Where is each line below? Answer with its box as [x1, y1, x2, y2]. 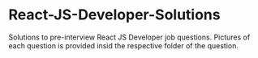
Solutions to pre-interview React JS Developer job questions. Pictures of [8, 32, 251, 42]
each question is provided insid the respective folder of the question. [8, 40, 239, 50]
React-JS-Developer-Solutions [8, 6, 221, 24]
